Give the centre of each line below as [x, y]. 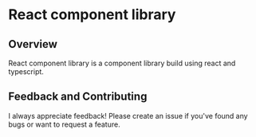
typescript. [26, 72]
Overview [33, 44]
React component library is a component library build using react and [122, 63]
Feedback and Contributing [78, 97]
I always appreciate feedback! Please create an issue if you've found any [128, 115]
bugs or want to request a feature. [65, 124]
